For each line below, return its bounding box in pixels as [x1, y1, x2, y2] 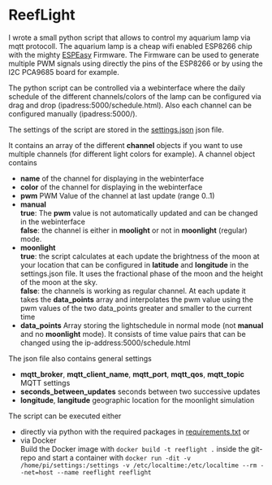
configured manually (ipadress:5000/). [8, 108, 138, 119]
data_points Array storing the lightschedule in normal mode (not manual [19, 320, 264, 330]
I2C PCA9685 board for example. [8, 67, 119, 76]
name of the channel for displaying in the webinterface [19, 173, 205, 183]
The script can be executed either [8, 411, 122, 421]
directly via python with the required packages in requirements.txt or [19, 426, 250, 436]
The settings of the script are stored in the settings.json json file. [8, 125, 225, 134]
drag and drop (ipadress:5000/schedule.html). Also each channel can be [8, 100, 252, 110]
